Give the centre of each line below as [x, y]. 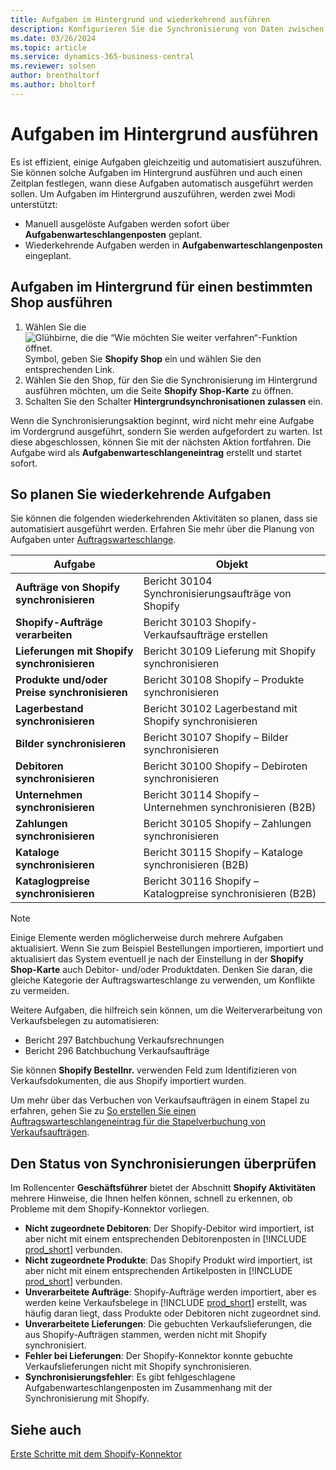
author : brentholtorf [55, 76]
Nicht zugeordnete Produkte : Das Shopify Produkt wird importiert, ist [168, 1260]
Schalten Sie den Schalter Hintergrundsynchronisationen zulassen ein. [173, 401]
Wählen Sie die [55, 327]
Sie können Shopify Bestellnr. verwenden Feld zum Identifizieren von [154, 1070]
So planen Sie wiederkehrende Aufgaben [141, 494]
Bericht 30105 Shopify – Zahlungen [227, 824]
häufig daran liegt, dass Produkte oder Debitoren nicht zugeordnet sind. [173, 1313]
